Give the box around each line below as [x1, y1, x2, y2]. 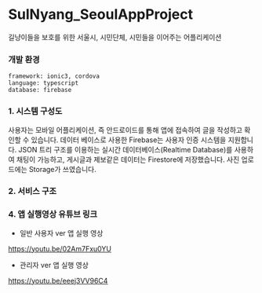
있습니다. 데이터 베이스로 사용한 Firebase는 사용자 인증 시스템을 [31, 135, 227, 145]
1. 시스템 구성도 [8, 106, 63, 117]
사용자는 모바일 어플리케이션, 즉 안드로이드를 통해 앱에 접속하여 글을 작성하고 [8, 125, 243, 134]
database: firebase [8, 86, 72, 94]
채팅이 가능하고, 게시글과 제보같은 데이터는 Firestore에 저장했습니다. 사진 [16, 155, 240, 164]
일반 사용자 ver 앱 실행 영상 [19, 228, 104, 237]
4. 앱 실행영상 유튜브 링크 [8, 209, 98, 220]
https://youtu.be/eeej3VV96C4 [8, 276, 108, 285]
